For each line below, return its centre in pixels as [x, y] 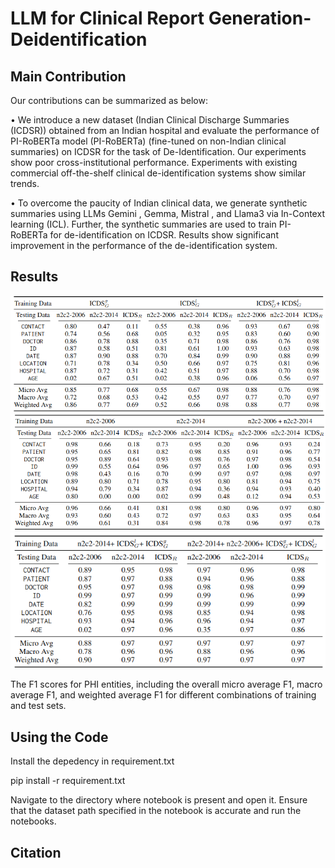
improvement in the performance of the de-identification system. [144, 245]
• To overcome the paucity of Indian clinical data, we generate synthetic [159, 203]
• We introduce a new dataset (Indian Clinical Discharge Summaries [150, 120]
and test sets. [38, 706]
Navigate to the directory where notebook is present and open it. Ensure [159, 800]
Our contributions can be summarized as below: [109, 100]
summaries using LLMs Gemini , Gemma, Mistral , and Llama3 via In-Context [167, 213]
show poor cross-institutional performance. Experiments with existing [154, 162]
